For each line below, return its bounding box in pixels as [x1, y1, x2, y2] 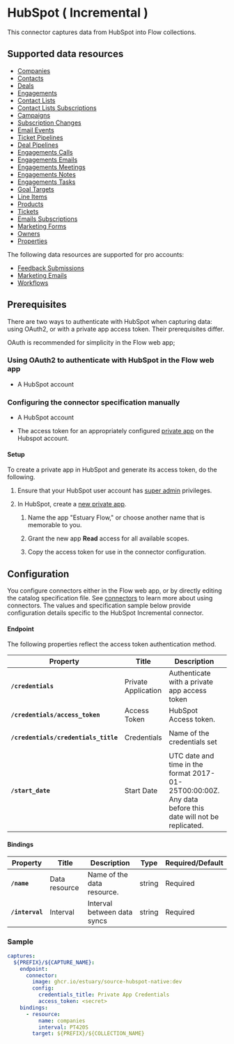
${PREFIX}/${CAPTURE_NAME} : [13, 959, 95, 966]
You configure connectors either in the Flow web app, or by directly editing [7, 586, 222, 595]
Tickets [17, 207, 39, 215]
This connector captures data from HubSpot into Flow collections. [7, 28, 196, 36]
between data [87, 907, 133, 917]
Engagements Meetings [17, 162, 86, 171]
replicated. [169, 820, 204, 830]
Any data [169, 795, 198, 804]
